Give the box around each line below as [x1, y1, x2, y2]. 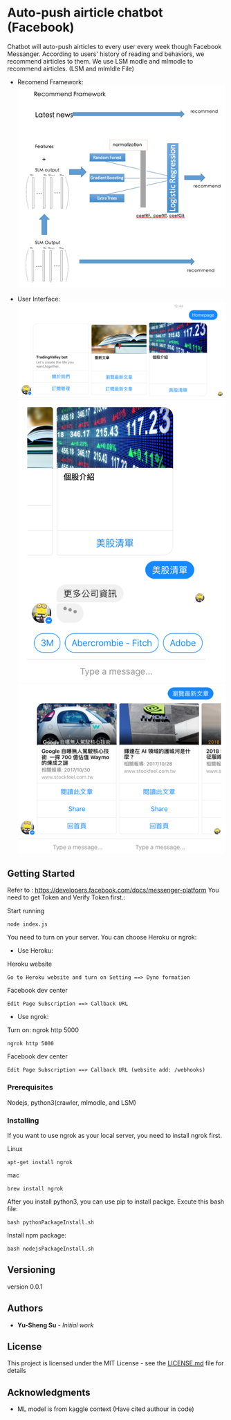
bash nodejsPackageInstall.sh [7, 1245, 95, 1252]
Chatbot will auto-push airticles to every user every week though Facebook [7, 42, 222, 50]
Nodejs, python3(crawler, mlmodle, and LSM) [7, 1098, 137, 1107]
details [7, 1367, 26, 1375]
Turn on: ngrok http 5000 [7, 1026, 80, 1034]
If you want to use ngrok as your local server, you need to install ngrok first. [7, 1131, 223, 1139]
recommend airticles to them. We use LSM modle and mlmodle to [7, 57, 194, 65]
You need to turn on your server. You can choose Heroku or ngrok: [7, 933, 197, 942]
